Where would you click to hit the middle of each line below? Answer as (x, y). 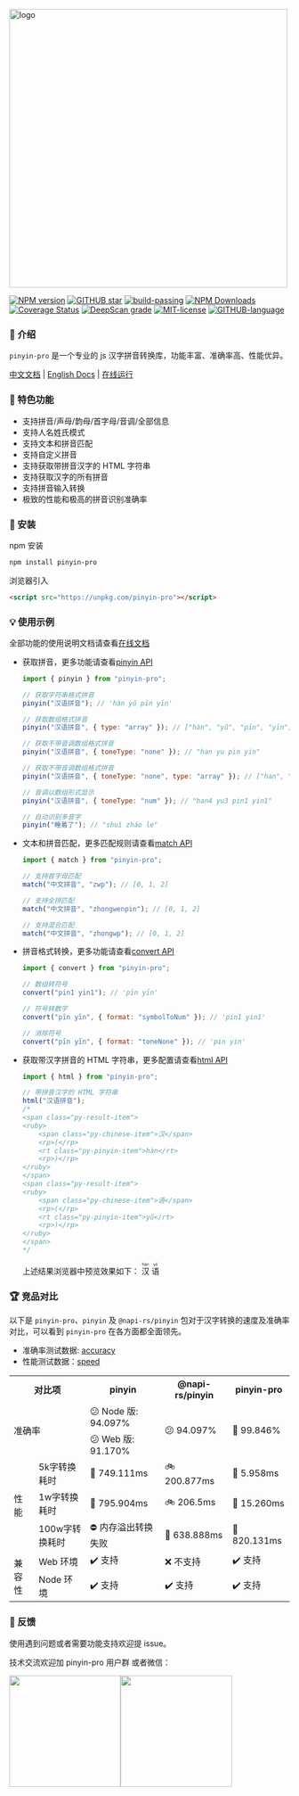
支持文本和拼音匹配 (57, 443)
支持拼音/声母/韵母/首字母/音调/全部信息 (96, 421)
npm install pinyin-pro (53, 562)
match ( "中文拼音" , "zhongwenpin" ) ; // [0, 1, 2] (111, 909)
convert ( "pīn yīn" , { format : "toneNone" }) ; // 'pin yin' (134, 1042)
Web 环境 (58, 1561)
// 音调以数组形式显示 (58, 792)
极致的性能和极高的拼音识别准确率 (85, 498)
